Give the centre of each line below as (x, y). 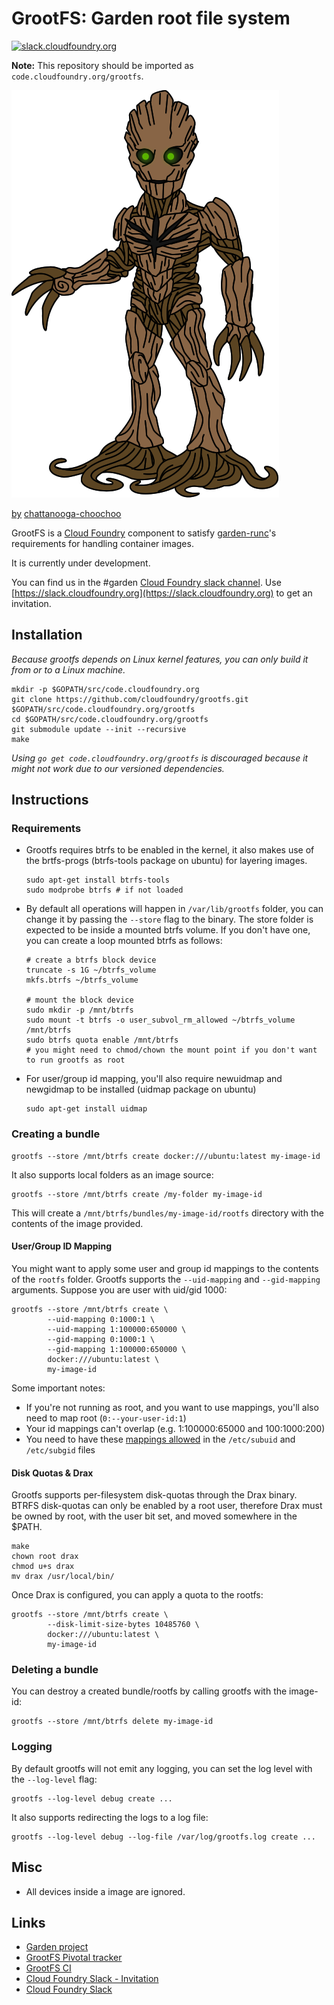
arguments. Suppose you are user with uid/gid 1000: (119, 1289)
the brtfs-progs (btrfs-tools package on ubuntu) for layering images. (166, 861)
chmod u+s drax (43, 1567)
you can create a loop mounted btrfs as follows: (124, 941)
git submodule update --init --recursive (99, 729)
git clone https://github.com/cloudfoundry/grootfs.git (130, 699)
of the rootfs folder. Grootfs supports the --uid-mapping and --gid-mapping (166, 1279)
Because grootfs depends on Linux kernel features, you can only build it (160, 659)
